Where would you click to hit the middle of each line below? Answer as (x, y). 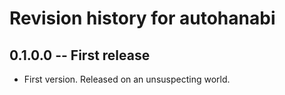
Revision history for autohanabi (142, 18)
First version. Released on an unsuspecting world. (127, 79)
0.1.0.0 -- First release (80, 55)
